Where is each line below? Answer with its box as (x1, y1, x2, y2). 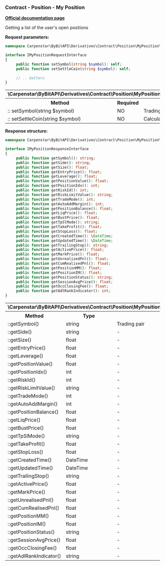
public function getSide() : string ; (16, 160, 91, 165)
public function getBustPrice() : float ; (16, 215, 100, 220)
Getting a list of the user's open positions (5, 25, 88, 31)
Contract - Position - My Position (5, 4, 85, 11)
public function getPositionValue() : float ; (16, 179, 109, 184)
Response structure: (5, 128, 48, 134)
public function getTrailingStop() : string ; (16, 243, 109, 248)
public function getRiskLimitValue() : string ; (16, 192, 113, 197)
